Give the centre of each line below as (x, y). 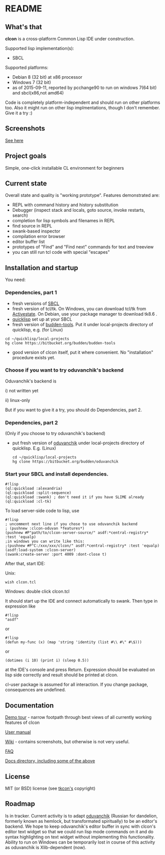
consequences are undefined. (35, 690)
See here (14, 140)
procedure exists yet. (34, 357)
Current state (26, 184)
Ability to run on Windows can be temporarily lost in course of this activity (80, 842)
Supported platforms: (27, 68)
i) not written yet (22, 390)
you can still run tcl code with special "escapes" (61, 252)
